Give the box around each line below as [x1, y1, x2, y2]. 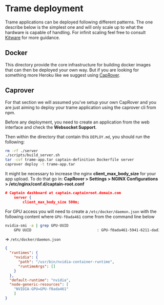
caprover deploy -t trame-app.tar [5, 162, 76, 167]
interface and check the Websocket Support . [5, 124, 97, 130]
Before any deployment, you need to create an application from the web [5, 119, 150, 125]
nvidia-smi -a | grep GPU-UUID [5, 223, 69, 228]
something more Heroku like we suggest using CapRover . [5, 72, 121, 78]
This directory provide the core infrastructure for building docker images [5, 61, 151, 67]
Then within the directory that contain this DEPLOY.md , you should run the [5, 134, 150, 140]
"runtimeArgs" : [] [18, 264, 56, 269]
